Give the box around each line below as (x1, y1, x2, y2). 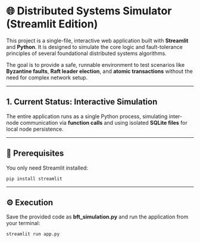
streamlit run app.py (6, 231, 60, 237)
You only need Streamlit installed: (6, 164, 88, 171)
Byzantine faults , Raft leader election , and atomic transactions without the (6, 67, 193, 75)
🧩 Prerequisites (6, 148, 64, 159)
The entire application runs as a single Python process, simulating (6, 112, 168, 120)
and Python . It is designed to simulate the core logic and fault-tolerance (6, 43, 183, 50)
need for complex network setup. (6, 73, 88, 81)
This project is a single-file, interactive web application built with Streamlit (6, 37, 189, 44)
